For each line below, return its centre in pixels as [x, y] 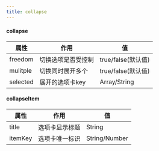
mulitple [20, 70]
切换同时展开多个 [64, 71]
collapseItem [23, 99]
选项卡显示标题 [59, 128]
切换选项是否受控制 [67, 60]
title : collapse [26, 12]
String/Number [107, 138]
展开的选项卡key [63, 82]
